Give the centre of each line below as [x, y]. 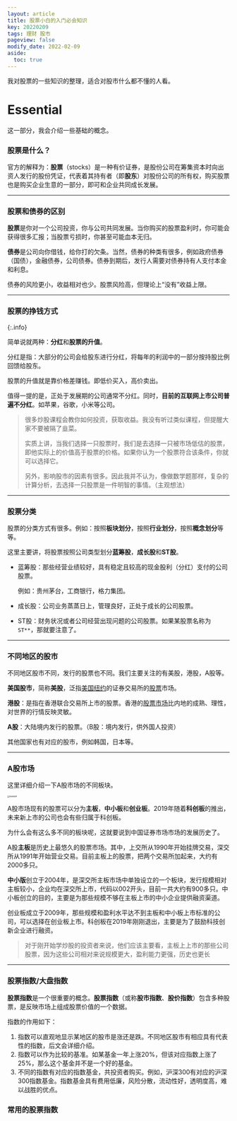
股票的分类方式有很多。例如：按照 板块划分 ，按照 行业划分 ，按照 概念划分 [112, 528]
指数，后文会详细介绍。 [64, 1045]
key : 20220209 [28, 27]
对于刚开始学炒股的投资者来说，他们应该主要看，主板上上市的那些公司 [127, 945]
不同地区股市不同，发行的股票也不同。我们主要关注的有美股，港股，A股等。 [117, 673]
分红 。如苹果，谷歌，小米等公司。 [69, 404]
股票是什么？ [29, 150]
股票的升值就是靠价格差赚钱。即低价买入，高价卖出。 [85, 380]
